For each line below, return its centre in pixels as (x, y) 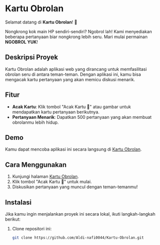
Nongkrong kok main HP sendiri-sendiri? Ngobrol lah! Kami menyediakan (79, 31)
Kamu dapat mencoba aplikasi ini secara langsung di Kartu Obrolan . (73, 149)
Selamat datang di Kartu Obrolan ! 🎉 (41, 22)
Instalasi (18, 202)
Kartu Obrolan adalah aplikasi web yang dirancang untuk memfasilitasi (76, 69)
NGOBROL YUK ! (22, 42)
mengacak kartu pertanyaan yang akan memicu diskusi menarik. (70, 79)
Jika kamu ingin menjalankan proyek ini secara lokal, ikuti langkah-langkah (80, 214)
